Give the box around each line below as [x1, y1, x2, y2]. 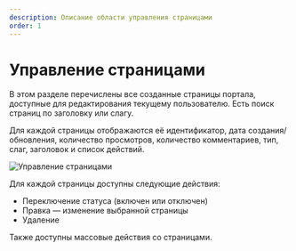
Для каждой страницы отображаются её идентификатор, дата [9, 125, 247, 136]
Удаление [21, 215, 60, 225]
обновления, [9, 134, 58, 145]
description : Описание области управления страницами [9, 12, 213, 22]
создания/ [248, 125, 287, 136]
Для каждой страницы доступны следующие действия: [9, 179, 220, 190]
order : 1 [9, 21, 42, 30]
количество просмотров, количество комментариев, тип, [59, 134, 279, 145]
